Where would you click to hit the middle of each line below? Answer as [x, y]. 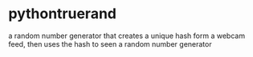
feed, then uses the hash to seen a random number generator [110, 44]
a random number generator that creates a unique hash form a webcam [127, 36]
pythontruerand [62, 14]
